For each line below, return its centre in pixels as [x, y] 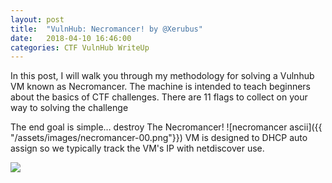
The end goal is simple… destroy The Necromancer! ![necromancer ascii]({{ [166, 127]
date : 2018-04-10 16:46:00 [71, 38]
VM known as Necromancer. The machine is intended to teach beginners [161, 87]
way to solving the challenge [69, 108]
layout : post [37, 19]
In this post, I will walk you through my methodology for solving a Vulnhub [162, 76]
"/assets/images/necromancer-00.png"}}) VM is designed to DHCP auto [159, 138]
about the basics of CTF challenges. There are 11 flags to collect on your [159, 97]
